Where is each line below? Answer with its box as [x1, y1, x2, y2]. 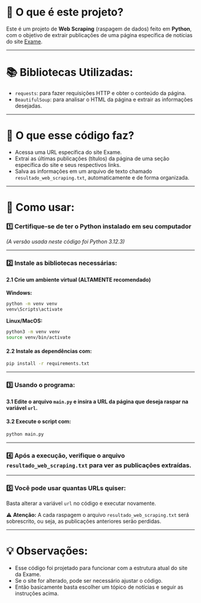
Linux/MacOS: [6, 317, 43, 325]
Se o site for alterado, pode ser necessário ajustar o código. [14, 577, 163, 584]
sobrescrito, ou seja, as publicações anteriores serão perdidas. [6, 517, 162, 525]
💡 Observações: [6, 544, 88, 558]
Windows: [6, 290, 32, 297]
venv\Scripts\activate [6, 306, 63, 313]
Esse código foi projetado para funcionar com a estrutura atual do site [14, 565, 188, 572]
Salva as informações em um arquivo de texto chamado [14, 167, 153, 175]
